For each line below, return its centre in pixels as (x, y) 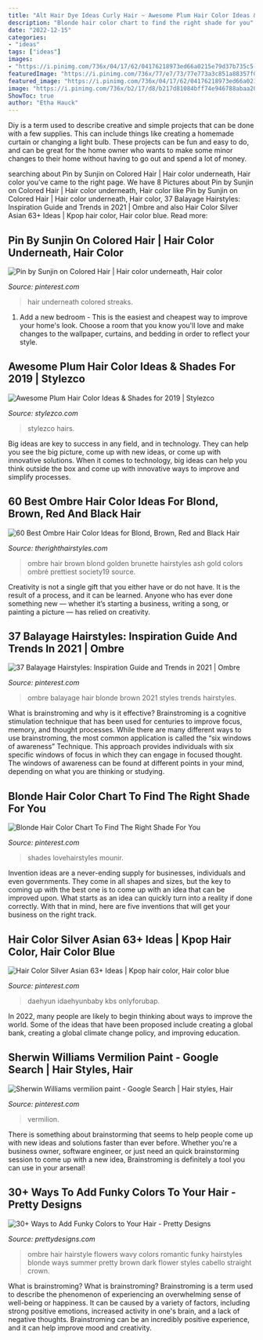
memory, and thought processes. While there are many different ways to (125, 730)
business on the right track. (52, 915)
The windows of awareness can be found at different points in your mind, (126, 763)
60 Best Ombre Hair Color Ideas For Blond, (113, 502)
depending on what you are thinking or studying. (86, 772)
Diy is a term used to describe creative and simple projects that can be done (131, 126)
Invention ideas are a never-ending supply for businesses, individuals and (127, 873)
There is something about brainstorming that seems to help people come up (131, 1134)
